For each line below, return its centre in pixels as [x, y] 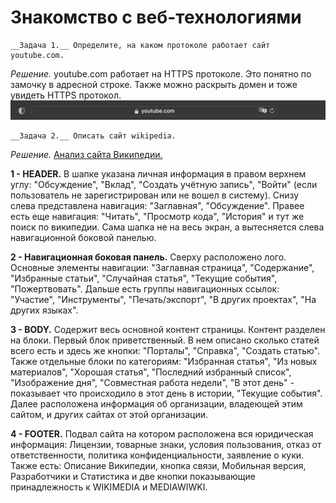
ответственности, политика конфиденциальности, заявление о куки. [157, 455]
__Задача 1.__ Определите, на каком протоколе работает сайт [140, 45]
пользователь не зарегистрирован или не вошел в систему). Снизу [155, 195]
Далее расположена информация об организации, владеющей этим [156, 404]
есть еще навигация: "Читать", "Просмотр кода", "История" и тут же [157, 217]
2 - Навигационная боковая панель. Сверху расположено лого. [148, 257]
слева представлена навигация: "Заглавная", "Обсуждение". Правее [157, 206]
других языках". [44, 310]
